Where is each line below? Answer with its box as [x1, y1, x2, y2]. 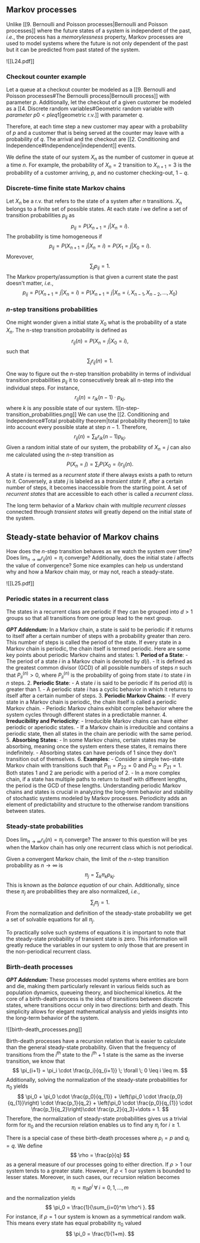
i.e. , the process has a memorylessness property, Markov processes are [6, 33, 183, 41]
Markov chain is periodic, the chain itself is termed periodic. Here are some [6, 645, 190, 652]
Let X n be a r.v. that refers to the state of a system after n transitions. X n [6, 198, 182, 206]
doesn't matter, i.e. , [6, 279, 54, 286]
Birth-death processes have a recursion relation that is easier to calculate [6, 1037, 186, 1044]
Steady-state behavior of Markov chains [6, 532, 160, 542]
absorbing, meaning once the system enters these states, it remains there [6, 742, 187, 749]
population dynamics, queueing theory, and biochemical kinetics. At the [6, 989, 182, 996]
